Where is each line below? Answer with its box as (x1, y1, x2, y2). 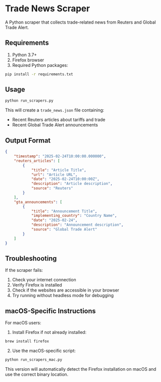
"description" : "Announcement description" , (31, 222, 124, 228)
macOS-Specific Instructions (5, 307, 96, 315)
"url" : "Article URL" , (31, 172, 78, 177)
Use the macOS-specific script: (12, 348, 76, 353)
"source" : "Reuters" (31, 186, 73, 191)
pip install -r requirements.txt (5, 72, 73, 77)
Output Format (5, 136, 51, 145)
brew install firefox (5, 339, 49, 344)
